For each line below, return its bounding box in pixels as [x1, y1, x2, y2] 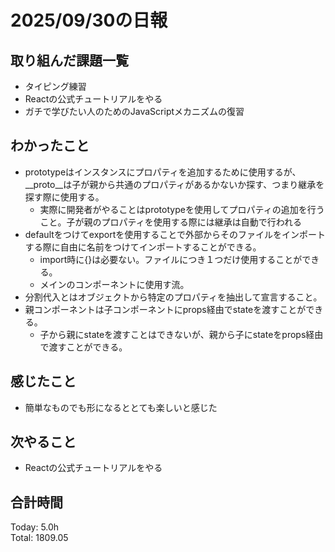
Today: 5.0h [10, 521, 60, 533]
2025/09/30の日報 [10, 9, 168, 32]
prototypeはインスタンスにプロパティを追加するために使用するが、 [24, 166, 302, 178]
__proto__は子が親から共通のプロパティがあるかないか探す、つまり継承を [24, 178, 325, 190]
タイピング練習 [24, 81, 87, 92]
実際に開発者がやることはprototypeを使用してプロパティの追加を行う [39, 203, 325, 215]
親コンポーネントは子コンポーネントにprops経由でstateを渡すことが [24, 303, 307, 315]
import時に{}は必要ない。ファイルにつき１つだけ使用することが [39, 253, 303, 265]
